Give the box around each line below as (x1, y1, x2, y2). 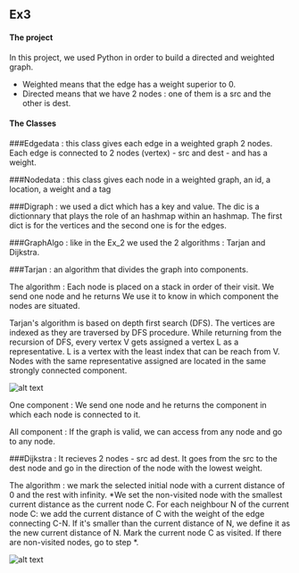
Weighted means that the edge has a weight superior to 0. (21, 79, 237, 89)
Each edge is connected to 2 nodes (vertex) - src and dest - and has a (9, 147, 268, 158)
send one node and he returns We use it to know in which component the (9, 290, 279, 302)
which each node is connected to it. (9, 409, 141, 419)
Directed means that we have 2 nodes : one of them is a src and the (21, 88, 272, 99)
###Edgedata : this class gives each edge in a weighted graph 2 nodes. (9, 137, 273, 148)
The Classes (9, 118, 56, 129)
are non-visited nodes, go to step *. (9, 536, 139, 547)
